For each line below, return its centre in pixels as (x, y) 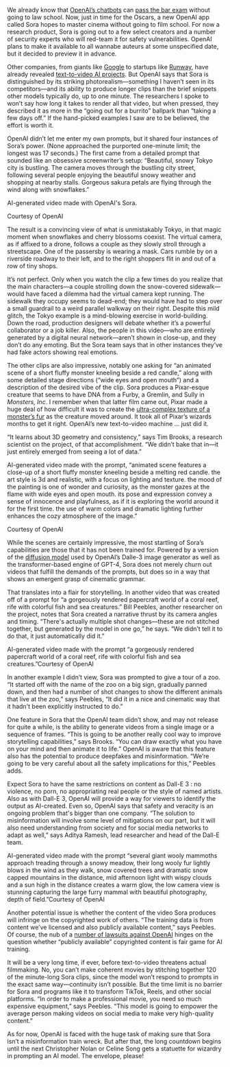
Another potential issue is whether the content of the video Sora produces (112, 913)
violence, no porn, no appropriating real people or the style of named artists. (115, 791)
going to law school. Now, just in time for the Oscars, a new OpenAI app (108, 17)
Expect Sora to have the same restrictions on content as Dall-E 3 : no (104, 784)
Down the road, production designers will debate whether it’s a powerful (109, 323)
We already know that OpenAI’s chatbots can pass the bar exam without (109, 10)
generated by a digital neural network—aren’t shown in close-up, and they (112, 338)
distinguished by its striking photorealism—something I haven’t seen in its (111, 81)
